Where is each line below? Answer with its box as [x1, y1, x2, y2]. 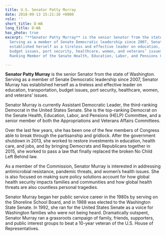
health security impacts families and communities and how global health [5, 179, 152, 185]
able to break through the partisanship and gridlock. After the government [5, 132, 156, 139]
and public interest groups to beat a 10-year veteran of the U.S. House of [5, 220, 154, 226]
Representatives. [5, 226, 40, 232]
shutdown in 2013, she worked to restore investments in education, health [5, 138, 156, 144]
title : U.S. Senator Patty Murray [5, 7, 77, 12]
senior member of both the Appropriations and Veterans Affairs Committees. [5, 118, 161, 124]
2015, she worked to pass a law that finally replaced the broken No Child [5, 148, 153, 154]
